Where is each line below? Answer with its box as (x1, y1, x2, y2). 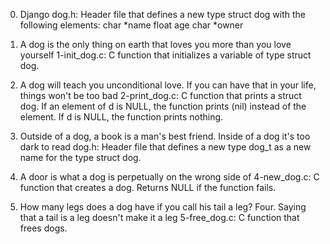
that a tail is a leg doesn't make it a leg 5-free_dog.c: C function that (19, 212, 300, 223)
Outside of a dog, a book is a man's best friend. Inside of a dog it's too (19, 130, 311, 142)
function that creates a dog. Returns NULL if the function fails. (19, 182, 277, 193)
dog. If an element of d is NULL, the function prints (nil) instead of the (19, 100, 307, 112)
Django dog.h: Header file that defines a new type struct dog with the (19, 9, 307, 20)
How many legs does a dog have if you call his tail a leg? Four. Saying (19, 201, 307, 213)
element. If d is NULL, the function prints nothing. (19, 111, 224, 123)
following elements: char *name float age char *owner (19, 19, 244, 31)
